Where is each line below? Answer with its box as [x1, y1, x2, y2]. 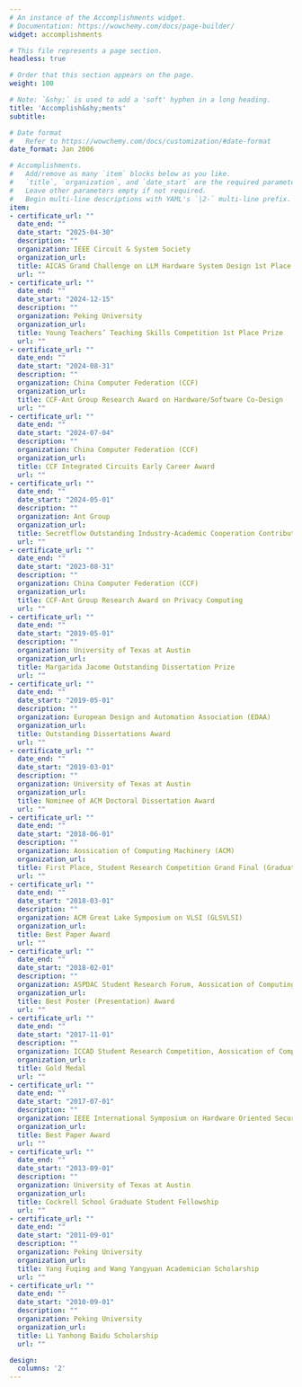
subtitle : [9, 111, 47, 121]
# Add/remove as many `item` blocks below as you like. [9, 170, 231, 179]
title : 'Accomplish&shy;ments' [9, 103, 127, 112]
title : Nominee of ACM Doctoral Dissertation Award [17, 796, 216, 805]
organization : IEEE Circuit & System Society [17, 245, 191, 253]
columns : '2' [17, 1364, 67, 1374]
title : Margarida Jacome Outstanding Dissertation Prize [17, 662, 235, 671]
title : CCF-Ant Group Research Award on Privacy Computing [17, 595, 244, 605]
